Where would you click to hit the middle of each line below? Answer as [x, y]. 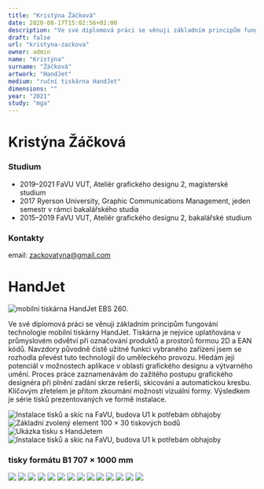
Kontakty [26, 238]
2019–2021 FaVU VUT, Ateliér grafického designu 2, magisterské [124, 184]
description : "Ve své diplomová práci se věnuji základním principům [125, 30]
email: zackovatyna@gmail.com [60, 255]
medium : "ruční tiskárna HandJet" [65, 81]
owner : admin [29, 52]
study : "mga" [29, 103]
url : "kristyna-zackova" [49, 45]
